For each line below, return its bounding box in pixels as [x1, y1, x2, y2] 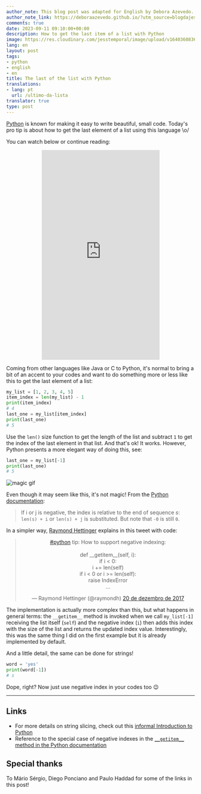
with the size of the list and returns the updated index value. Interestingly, [6, 626, 187, 633]
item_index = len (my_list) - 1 [6, 394, 84, 400]
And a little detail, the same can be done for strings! [6, 650, 133, 657]
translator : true [6, 98, 50, 104]
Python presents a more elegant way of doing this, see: [6, 446, 142, 453]
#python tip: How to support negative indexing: [50, 539, 166, 546]
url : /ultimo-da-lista [11, 92, 68, 98]
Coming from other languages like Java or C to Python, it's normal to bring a [6, 364, 194, 372]
